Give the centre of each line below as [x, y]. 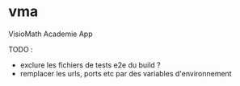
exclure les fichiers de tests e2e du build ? [90, 65]
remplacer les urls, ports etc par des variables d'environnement [126, 73]
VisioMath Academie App [51, 34]
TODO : [21, 49]
